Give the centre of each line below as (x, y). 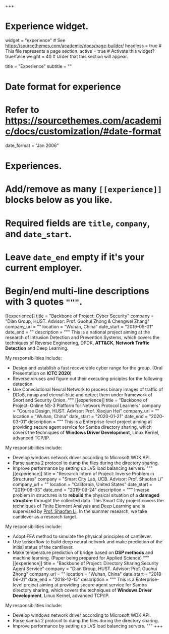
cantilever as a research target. (45, 516)
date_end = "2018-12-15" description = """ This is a (81, 579)
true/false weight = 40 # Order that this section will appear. (67, 56)
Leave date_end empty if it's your (75, 257)
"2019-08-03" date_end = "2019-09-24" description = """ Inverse (81, 490)
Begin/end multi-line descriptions (77, 291)
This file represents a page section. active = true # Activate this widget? (80, 51)
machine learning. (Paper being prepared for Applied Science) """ (81, 557)
